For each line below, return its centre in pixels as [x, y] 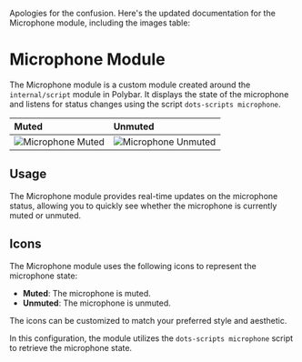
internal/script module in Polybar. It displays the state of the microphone [149, 94]
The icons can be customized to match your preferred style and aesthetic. [148, 320]
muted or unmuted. [45, 215]
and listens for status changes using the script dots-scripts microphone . [145, 104]
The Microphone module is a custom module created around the [130, 85]
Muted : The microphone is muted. [87, 293]
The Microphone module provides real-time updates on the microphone [144, 196]
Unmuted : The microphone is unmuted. [96, 303]
